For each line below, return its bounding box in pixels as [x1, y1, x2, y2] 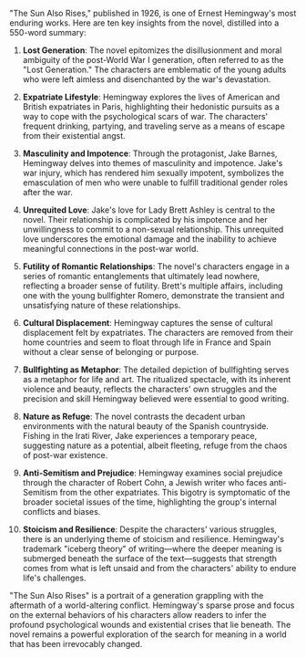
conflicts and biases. [22, 507, 101, 517]
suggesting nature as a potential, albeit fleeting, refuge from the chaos [22, 440, 288, 451]
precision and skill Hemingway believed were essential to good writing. [22, 393, 290, 404]
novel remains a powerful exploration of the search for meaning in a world [9, 629, 287, 640]
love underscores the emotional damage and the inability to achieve [22, 234, 278, 245]
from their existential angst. [22, 131, 126, 141]
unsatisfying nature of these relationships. [22, 300, 181, 310]
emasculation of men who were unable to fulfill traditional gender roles [22, 177, 289, 188]
